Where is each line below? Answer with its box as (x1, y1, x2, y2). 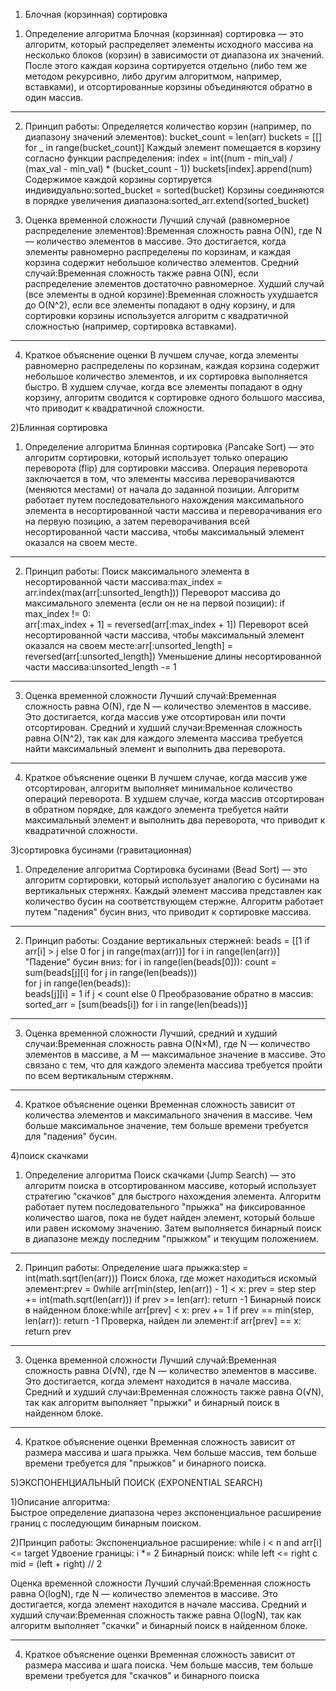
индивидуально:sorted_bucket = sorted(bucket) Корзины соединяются (24, 184, 325, 196)
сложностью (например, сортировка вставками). (24, 320, 238, 332)
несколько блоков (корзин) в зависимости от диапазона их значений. (24, 49, 325, 61)
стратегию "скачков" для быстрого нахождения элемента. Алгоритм (24, 1190, 322, 1202)
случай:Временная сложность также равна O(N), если (24, 267, 259, 279)
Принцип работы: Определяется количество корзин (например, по (24, 120, 312, 132)
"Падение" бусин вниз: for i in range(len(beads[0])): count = (24, 956, 277, 968)
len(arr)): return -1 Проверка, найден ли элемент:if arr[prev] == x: (24, 1315, 302, 1326)
